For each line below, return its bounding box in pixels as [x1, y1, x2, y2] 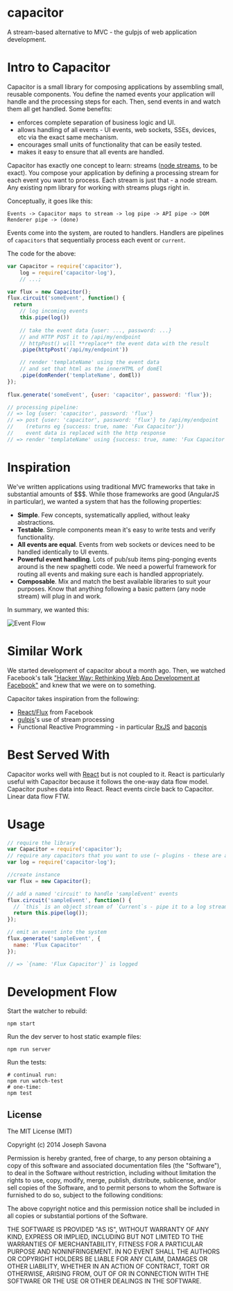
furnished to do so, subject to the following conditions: [7, 1191, 163, 1199]
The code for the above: [7, 249, 76, 258]
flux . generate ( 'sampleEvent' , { [7, 935, 101, 942]
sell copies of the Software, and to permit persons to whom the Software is [7, 1183, 222, 1192]
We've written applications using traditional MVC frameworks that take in [7, 482, 216, 491]
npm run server [7, 1046, 51, 1053]
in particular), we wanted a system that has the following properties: [7, 497, 202, 505]
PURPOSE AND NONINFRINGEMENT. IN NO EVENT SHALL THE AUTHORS [7, 1247, 221, 1256]
